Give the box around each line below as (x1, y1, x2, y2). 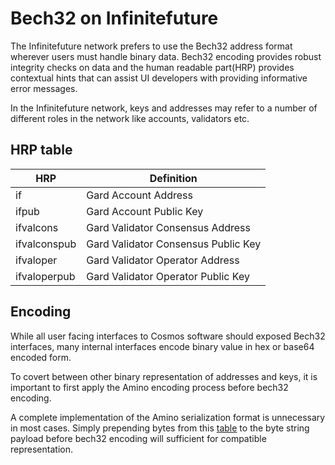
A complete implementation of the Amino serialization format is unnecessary (10, 411, 326, 423)
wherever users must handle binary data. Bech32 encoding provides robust (10, 50, 322, 62)
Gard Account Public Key (86, 204, 204, 218)
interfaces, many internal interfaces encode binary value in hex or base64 (10, 340, 315, 352)
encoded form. (10, 351, 72, 363)
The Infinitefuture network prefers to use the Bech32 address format (10, 40, 293, 52)
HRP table (10, 142, 73, 159)
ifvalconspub (15, 237, 77, 251)
